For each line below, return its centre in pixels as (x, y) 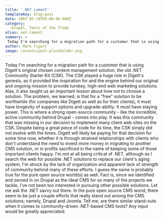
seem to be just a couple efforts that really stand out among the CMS (75, 195)
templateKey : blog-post (29, 14)
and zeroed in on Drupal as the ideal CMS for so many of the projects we (79, 180)
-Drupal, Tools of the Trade (39, 28)
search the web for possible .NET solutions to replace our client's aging (77, 159)
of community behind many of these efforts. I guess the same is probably (79, 169)
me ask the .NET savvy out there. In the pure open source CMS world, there (82, 190)
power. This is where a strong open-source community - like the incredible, (81, 112)
